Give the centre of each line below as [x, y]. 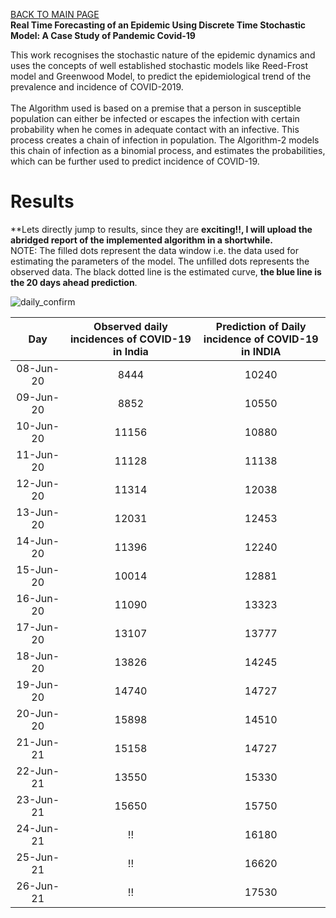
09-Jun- [38, 397]
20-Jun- [38, 713]
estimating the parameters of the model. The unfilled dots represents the [160, 261]
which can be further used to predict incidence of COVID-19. [135, 161]
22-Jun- [38, 771]
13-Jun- [38, 512]
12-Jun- [38, 483]
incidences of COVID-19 [131, 339]
